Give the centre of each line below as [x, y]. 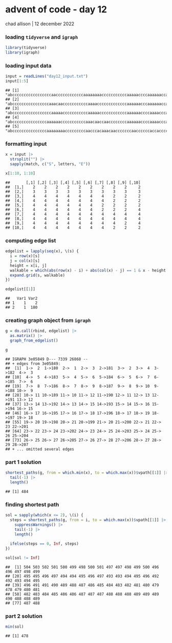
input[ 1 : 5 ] [17, 81]
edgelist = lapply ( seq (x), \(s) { [42, 251]
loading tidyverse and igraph [42, 37]
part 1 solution [24, 462]
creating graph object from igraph [48, 320]
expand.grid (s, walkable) [38, 275]
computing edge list [31, 240]
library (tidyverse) [26, 48]
